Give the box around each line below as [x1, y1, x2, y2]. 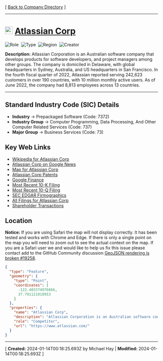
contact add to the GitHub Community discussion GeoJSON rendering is [5, 250, 149, 256]
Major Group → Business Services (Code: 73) [12, 129, 104, 135]
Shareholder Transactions [12, 203, 64, 208]
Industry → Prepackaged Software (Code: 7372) [12, 114, 110, 120]
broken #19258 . [5, 255, 36, 261]
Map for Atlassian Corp [12, 166, 59, 172]
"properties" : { [9, 306, 42, 310]
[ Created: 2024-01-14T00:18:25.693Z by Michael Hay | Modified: [5, 346, 138, 352]
